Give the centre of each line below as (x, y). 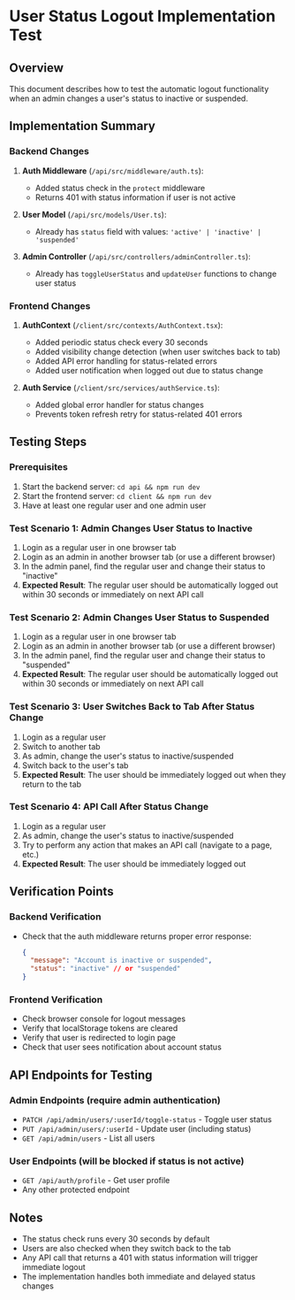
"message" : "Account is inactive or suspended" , (121, 961)
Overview (37, 68)
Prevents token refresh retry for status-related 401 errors (139, 414)
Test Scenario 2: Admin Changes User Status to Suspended (139, 617)
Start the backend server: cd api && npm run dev (111, 486)
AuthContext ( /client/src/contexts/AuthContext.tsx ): (122, 325)
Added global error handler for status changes (120, 404)
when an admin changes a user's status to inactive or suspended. (129, 98)
